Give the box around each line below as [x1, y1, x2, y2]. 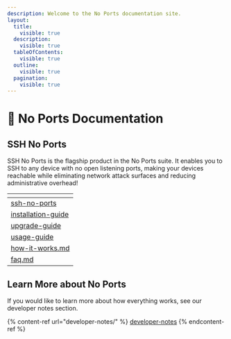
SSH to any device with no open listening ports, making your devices [7, 164, 204, 173]
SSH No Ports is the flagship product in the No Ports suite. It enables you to [7, 157, 223, 165]
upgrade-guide [10, 221, 61, 231]
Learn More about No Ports [7, 278, 126, 290]
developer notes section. [7, 304, 78, 313]
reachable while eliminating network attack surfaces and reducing [7, 171, 196, 180]
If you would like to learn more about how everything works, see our [7, 297, 203, 305]
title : [13, 23, 33, 30]
